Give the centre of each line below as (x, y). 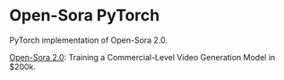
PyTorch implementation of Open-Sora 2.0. (89, 40)
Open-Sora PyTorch (85, 16)
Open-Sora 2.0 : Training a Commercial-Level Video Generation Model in (142, 57)
